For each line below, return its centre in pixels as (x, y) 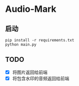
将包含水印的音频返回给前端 (41, 78)
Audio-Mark (31, 9)
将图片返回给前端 (30, 72)
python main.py (21, 44)
